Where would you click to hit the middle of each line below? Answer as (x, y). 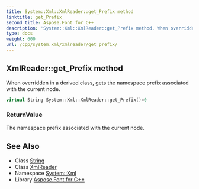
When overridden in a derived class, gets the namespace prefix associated (97, 83)
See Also (23, 146)
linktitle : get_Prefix (34, 17)
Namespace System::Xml (46, 173)
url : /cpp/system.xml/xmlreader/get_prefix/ (62, 45)
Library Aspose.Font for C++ (49, 179)
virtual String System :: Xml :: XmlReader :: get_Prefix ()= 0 (76, 100)
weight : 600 (21, 39)
